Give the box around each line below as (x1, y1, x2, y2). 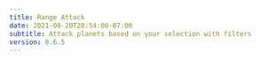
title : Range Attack (9, 12, 86, 22)
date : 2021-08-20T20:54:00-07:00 (9, 21, 133, 30)
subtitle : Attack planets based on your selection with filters (9, 29, 252, 38)
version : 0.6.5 (9, 37, 66, 47)
